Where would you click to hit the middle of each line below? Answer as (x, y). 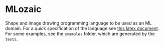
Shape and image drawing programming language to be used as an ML (78, 23)
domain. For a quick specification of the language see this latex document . (82, 28)
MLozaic (23, 9)
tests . (12, 39)
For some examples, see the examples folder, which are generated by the (80, 33)
